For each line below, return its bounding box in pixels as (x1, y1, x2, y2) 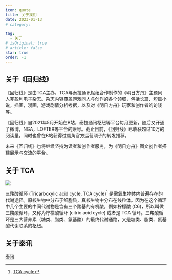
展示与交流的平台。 (9, 149, 50, 156)
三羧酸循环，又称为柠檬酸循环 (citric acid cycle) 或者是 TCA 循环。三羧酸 (5, 209, 159, 216)
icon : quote (5, 7, 31, 13)
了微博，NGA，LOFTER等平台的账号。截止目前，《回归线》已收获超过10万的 (5, 126, 165, 132)
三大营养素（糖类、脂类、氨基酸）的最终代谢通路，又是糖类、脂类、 (14, 216, 158, 222)
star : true (5, 50, 29, 55)
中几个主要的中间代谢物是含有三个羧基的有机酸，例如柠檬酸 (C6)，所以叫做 (5, 203, 164, 209)
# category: (5, 21, 31, 27)
